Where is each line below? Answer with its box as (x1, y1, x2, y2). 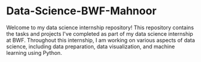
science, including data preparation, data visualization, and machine (6, 43, 175, 50)
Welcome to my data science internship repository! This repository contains (6, 24, 194, 31)
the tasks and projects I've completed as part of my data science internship (6, 30, 194, 37)
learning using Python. (6, 49, 62, 56)
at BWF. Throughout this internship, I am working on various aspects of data (6, 36, 196, 44)
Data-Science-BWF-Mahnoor (6, 4, 157, 18)
